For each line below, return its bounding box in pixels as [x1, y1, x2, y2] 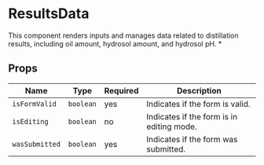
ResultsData [8, 5, 90, 23]
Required [104, 85, 139, 96]
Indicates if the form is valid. [146, 98, 251, 109]
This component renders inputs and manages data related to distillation [8, 31, 239, 40]
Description [176, 85, 222, 96]
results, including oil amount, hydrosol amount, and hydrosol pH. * [8, 38, 222, 48]
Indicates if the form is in [146, 111, 238, 122]
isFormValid [12, 99, 57, 108]
